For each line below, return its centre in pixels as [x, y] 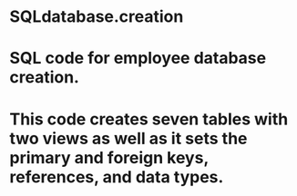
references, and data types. [117, 176]
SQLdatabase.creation [97, 17]
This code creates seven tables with [149, 119]
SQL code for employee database [138, 59]
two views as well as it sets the [128, 138]
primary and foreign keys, [109, 157]
